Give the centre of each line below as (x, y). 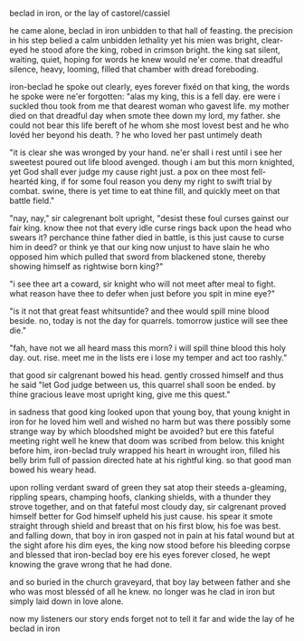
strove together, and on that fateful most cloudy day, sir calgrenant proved (148, 506)
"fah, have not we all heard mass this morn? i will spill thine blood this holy (148, 348)
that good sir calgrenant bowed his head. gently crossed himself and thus (147, 375)
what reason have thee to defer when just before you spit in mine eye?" (142, 293)
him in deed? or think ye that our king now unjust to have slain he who (139, 247)
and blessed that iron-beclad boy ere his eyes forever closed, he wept (140, 555)
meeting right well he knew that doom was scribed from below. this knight (147, 441)
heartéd (24, 181)
